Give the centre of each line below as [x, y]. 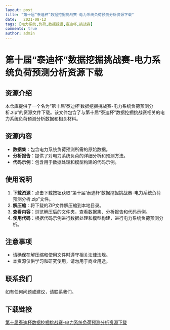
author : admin [20, 33]
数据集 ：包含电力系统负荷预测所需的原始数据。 [61, 149]
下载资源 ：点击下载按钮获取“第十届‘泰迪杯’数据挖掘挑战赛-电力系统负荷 [87, 192]
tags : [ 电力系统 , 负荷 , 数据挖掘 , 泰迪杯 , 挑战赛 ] [49, 24]
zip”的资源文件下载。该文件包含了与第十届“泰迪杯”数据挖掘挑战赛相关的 [86, 112]
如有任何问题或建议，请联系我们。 [41, 292]
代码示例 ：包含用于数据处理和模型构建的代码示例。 [66, 162]
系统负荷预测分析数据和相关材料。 [45, 119]
